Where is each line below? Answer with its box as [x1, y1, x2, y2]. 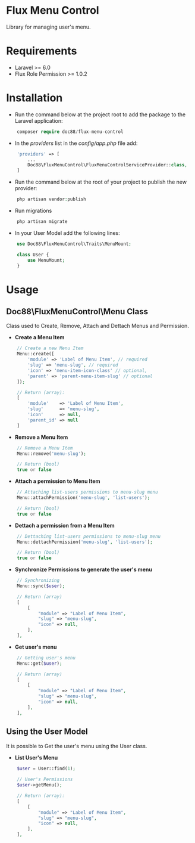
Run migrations [14, 207, 52, 215]
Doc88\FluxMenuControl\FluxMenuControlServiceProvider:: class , [27, 162, 187, 168]
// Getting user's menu [17, 655, 76, 661]
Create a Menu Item [14, 334, 65, 341]
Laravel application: [14, 117, 64, 124]
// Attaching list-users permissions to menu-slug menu [17, 489, 159, 495]
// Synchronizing [17, 578, 60, 584]
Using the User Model [6, 727, 88, 737]
